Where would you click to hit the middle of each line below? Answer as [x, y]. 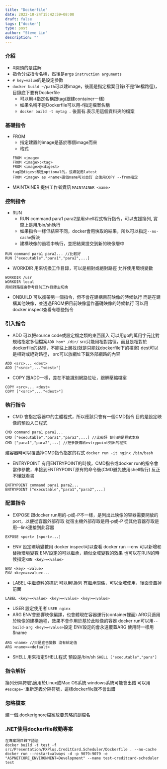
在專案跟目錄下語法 [22, 741]
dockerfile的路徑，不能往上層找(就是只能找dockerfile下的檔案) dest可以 [85, 348]
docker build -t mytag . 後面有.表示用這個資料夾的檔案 [77, 111]
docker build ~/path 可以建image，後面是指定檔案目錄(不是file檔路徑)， [86, 86]
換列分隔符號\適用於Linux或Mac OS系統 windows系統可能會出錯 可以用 [78, 682]
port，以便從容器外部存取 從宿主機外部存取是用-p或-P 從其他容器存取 [83, 521]
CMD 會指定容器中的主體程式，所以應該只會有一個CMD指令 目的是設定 [85, 417]
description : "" [22, 38]
